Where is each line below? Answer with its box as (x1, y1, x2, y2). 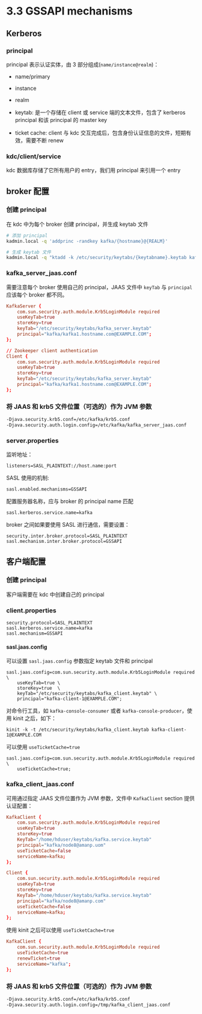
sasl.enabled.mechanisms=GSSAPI (6, 486, 87, 493)
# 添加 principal (6, 233, 48, 239)
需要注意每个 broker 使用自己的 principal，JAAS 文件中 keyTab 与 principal (6, 283, 192, 290)
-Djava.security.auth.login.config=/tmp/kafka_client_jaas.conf (6, 1001, 171, 1008)
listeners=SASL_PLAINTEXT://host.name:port (6, 463, 117, 469)
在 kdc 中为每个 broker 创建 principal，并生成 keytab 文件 (6, 220, 148, 228)
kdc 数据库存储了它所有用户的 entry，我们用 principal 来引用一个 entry (6, 167, 181, 174)
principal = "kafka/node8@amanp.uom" (17, 842, 106, 848)
